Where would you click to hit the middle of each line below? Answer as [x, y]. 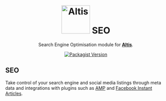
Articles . [14, 93]
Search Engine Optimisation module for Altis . [86, 44]
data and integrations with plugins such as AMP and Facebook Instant [79, 88]
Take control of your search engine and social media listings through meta [83, 82]
